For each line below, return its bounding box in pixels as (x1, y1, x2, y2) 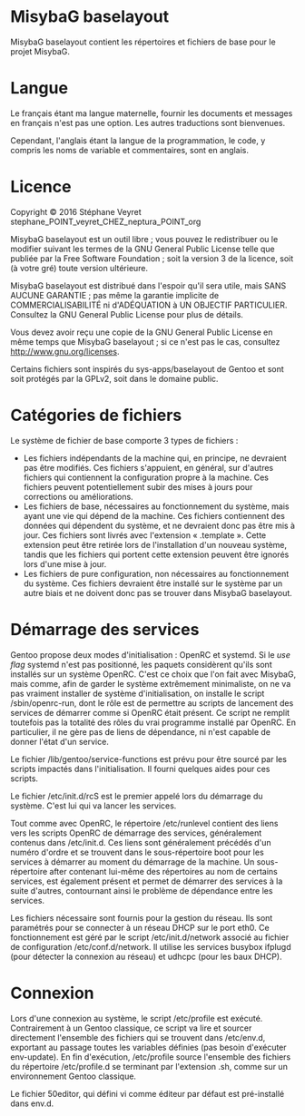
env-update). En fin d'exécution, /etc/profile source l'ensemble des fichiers (10, 1051, 291, 1062)
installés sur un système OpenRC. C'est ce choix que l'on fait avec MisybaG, (10, 669, 297, 680)
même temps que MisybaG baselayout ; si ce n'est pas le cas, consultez (10, 336, 280, 347)
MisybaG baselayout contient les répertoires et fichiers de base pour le (10, 36, 276, 47)
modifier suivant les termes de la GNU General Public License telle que (10, 243, 275, 254)
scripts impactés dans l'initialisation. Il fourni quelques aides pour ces (10, 763, 271, 774)
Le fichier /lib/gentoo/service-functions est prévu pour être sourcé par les (10, 753, 287, 764)
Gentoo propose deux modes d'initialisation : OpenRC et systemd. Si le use (10, 649, 291, 660)
